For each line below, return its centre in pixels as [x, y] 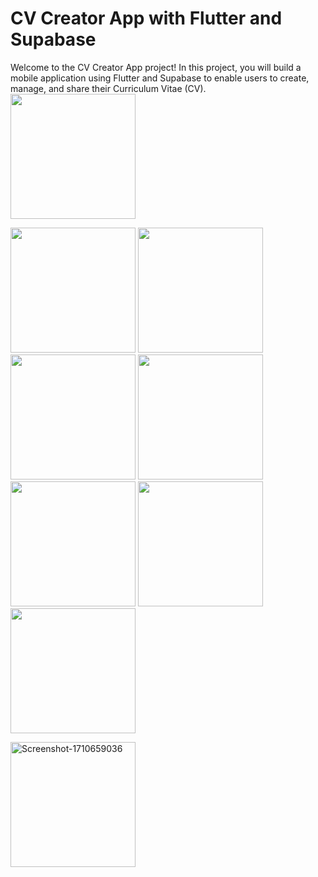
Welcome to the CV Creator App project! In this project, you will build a [156, 67]
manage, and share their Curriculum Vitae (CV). [108, 88]
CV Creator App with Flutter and [146, 18]
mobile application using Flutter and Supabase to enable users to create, [160, 78]
